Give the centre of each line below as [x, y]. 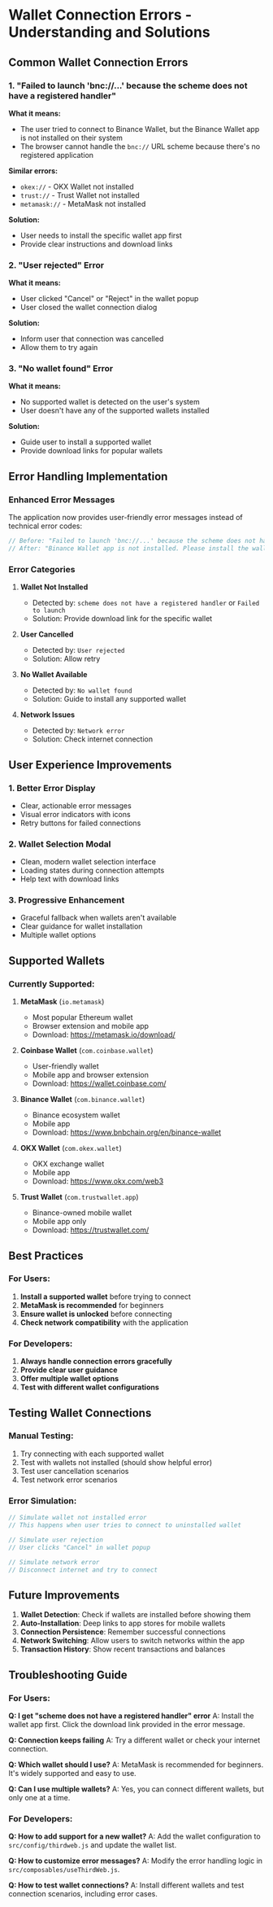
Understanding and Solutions [110, 32]
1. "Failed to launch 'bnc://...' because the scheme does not [128, 85]
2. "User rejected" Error [56, 265]
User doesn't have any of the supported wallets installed [115, 411]
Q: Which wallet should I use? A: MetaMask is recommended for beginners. [136, 1765]
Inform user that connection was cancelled [92, 339]
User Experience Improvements [90, 765]
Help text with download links [69, 879]
